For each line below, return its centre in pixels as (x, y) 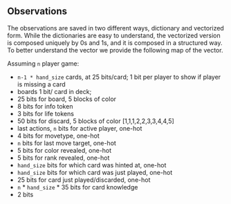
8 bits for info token (45, 106)
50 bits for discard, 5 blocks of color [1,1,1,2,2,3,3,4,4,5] (95, 121)
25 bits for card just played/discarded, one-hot (84, 180)
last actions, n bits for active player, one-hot (80, 128)
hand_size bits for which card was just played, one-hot (95, 172)
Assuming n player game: (43, 63)
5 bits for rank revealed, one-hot (63, 158)
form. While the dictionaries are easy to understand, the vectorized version (114, 35)
